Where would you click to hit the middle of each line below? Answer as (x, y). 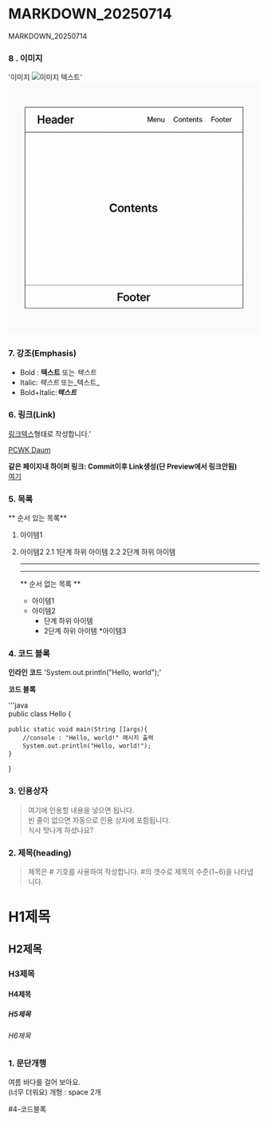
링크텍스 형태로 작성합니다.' (50, 433)
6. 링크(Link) (32, 415)
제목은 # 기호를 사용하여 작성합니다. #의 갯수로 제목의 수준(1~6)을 (130, 872)
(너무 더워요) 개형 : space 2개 (55, 1092)
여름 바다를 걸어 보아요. (45, 1082)
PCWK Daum (30, 449)
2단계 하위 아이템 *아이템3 (85, 631)
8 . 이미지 (26, 58)
